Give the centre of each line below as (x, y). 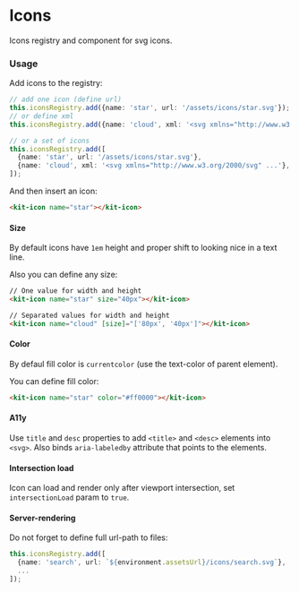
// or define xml (42, 116)
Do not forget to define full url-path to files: (89, 537)
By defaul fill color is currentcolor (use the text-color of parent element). (144, 364)
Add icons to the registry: (56, 83)
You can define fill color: (54, 381)
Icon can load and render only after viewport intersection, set (122, 488)
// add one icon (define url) (66, 99)
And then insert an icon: (54, 191)
